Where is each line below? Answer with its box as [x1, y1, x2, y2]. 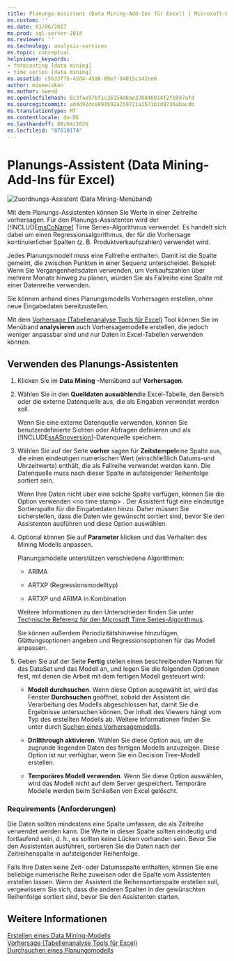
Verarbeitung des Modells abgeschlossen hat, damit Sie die [27, 700, 198, 709]
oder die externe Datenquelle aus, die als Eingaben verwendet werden [17, 398, 219, 406]
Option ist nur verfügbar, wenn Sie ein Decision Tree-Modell [27, 751, 201, 759]
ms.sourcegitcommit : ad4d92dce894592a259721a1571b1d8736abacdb [7, 101, 195, 108]
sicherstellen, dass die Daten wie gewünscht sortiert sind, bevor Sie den [17, 512, 225, 520]
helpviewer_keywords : [7, 56, 70, 63]
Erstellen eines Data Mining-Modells [7, 932, 111, 940]
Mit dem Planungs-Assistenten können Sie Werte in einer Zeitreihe [7, 209, 198, 217]
